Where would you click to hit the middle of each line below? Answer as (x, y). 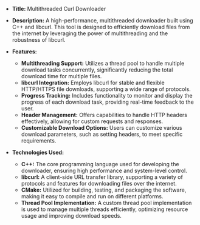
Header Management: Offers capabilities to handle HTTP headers (104, 115)
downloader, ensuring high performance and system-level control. (104, 170)
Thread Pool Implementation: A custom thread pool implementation (106, 203)
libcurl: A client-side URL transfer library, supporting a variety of (102, 177)
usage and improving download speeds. (71, 216)
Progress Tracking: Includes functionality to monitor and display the (107, 96)
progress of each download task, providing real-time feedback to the (108, 102)
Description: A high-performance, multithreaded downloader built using (102, 20)
